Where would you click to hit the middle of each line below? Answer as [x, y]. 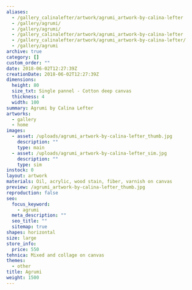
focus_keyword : [31, 204]
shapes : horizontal [31, 232]
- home [20, 125]
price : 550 [26, 249]
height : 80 [26, 86]
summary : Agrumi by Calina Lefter [50, 108]
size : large [21, 238]
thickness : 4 [28, 97]
